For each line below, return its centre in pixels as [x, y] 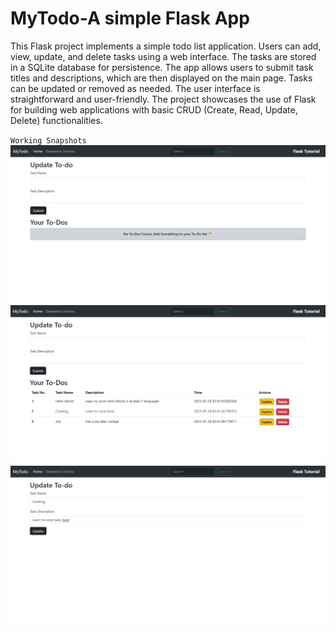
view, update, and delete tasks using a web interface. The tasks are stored [163, 56]
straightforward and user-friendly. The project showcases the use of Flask [163, 99]
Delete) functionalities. [56, 120]
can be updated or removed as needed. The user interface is [135, 88]
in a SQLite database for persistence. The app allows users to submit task [162, 67]
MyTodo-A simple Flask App [130, 18]
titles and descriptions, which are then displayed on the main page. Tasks [161, 78]
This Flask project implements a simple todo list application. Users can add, [166, 46]
